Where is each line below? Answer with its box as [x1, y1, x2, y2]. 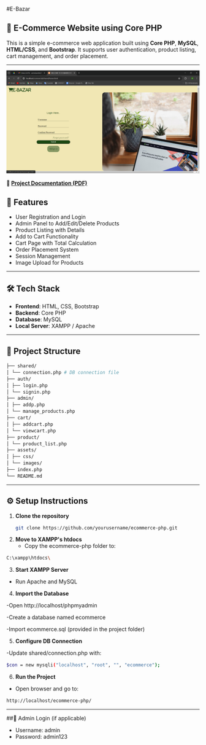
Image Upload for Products [15, 259, 84, 267]
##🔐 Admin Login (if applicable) [6, 715, 86, 722]
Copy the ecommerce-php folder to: [24, 542, 116, 550]
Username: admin [15, 727, 61, 734]
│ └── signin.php [6, 389, 51, 395]
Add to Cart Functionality [15, 233, 78, 240]
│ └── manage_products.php [6, 408, 75, 415]
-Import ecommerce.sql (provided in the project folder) [6, 626, 145, 633]
